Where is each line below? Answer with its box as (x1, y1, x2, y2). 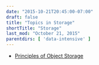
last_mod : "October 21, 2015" (6, 31, 81, 37)
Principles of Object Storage (14, 53, 84, 59)
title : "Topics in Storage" (6, 19, 75, 25)
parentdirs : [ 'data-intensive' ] (6, 36, 91, 42)
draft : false (6, 14, 38, 20)
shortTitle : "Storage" (6, 25, 62, 31)
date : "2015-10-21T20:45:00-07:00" (6, 8, 94, 15)
